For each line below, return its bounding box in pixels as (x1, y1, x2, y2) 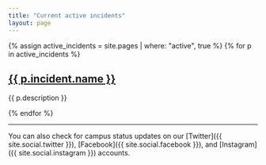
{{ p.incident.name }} (8, 72, 116, 86)
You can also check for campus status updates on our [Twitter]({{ (8, 132, 222, 141)
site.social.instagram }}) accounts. (18, 148, 131, 158)
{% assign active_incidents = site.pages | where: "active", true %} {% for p (8, 40, 252, 50)
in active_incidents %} (8, 49, 81, 59)
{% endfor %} (8, 109, 54, 118)
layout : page (8, 19, 51, 27)
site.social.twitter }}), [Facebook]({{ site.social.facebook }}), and (8, 140, 218, 149)
